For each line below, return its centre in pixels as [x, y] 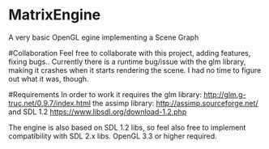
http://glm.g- [225, 94]
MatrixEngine [55, 15]
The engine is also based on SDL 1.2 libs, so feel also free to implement [127, 127]
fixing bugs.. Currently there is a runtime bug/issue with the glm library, [127, 62]
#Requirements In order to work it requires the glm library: [105, 94]
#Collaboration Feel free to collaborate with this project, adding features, [130, 53]
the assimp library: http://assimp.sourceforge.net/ [175, 103]
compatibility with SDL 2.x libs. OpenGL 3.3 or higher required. [113, 136]
